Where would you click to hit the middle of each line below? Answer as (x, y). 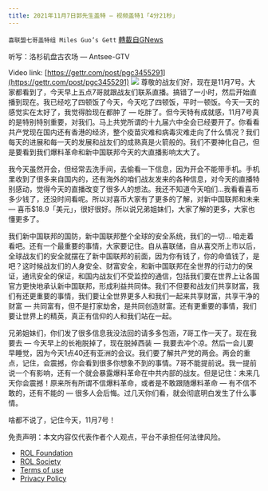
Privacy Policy (43, 478)
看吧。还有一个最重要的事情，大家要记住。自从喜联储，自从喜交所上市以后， (134, 245)
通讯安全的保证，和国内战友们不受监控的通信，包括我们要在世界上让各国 (141, 276)
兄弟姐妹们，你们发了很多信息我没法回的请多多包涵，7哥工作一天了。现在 (129, 333)
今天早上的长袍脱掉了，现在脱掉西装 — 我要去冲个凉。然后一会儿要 (143, 343)
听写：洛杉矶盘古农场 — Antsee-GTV (69, 56)
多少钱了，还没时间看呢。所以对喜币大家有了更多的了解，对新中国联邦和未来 (134, 199)
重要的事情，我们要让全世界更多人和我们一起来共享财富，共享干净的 (148, 296)
